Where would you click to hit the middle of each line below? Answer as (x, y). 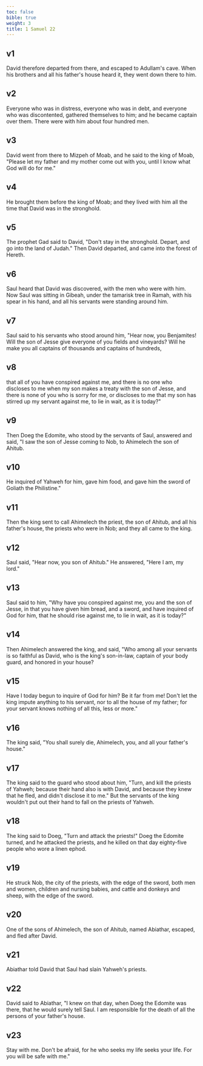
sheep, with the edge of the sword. (50, 895)
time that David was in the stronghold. (54, 208)
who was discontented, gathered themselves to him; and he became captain (102, 115)
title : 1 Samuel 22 (31, 29)
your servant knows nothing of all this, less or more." (72, 708)
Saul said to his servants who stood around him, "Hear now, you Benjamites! (101, 335)
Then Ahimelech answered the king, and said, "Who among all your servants (102, 649)
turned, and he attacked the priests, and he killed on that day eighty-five (96, 842)
